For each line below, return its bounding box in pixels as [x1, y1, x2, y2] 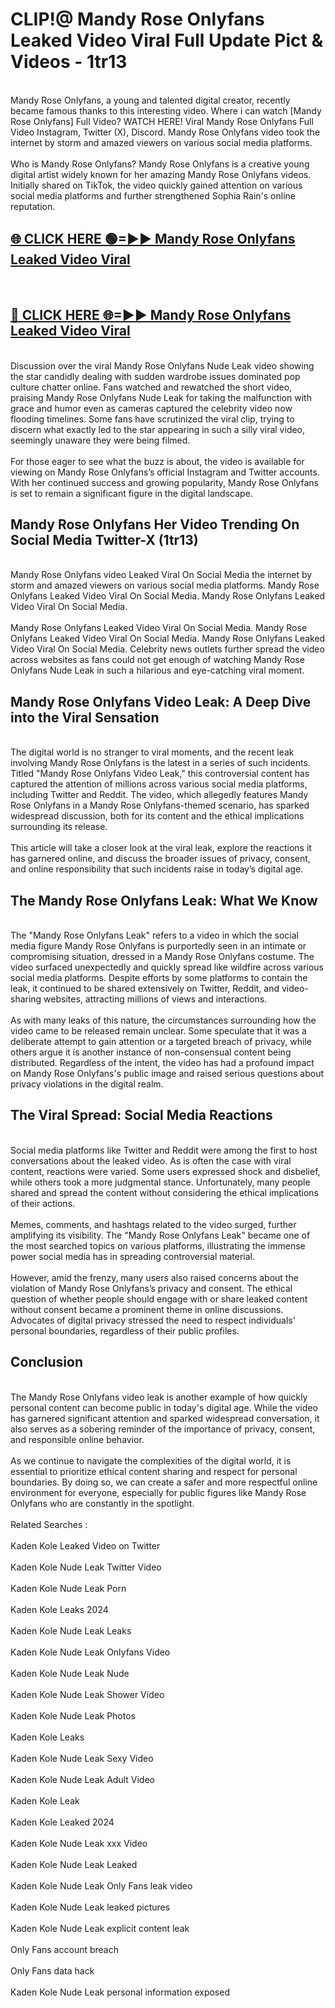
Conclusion [10, 1354, 84, 1371]
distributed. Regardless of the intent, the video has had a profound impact [10, 1057, 315, 1068]
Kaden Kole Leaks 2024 [10, 1603, 109, 1615]
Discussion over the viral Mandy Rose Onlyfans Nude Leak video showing [10, 359, 315, 372]
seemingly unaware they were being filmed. [10, 434, 191, 446]
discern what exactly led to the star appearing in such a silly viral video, [10, 423, 306, 435]
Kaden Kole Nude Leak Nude [10, 1667, 130, 1679]
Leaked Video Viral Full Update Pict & [10, 29, 324, 52]
